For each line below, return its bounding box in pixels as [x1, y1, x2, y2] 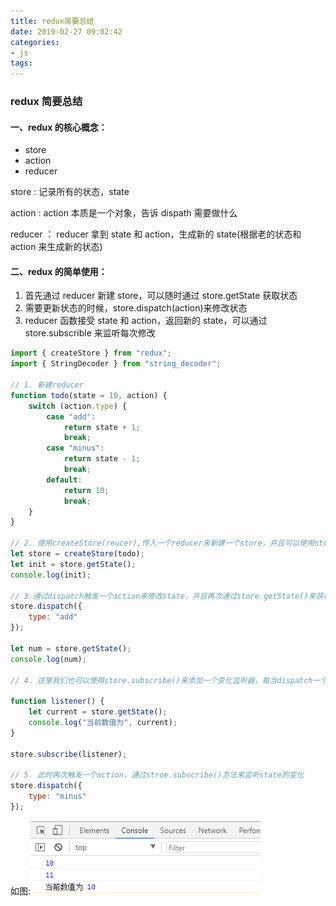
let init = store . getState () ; [10, 559, 137, 569]
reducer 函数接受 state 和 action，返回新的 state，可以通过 [24, 315, 268, 327]
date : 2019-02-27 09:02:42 [10, 26, 123, 37]
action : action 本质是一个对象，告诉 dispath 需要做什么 [10, 207, 238, 219]
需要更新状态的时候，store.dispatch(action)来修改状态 [24, 302, 248, 314]
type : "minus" [28, 791, 87, 802]
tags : [10, 58, 33, 69]
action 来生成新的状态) [10, 241, 103, 253]
